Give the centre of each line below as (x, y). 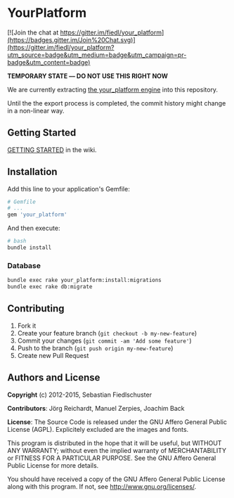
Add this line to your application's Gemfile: (69, 189)
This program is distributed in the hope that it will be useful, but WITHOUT (115, 443)
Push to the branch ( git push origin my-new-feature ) (95, 348)
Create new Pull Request (53, 355)
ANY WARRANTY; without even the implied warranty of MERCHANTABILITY (117, 450)
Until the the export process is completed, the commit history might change (117, 103)
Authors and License (54, 378)
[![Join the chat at (33, 32)
